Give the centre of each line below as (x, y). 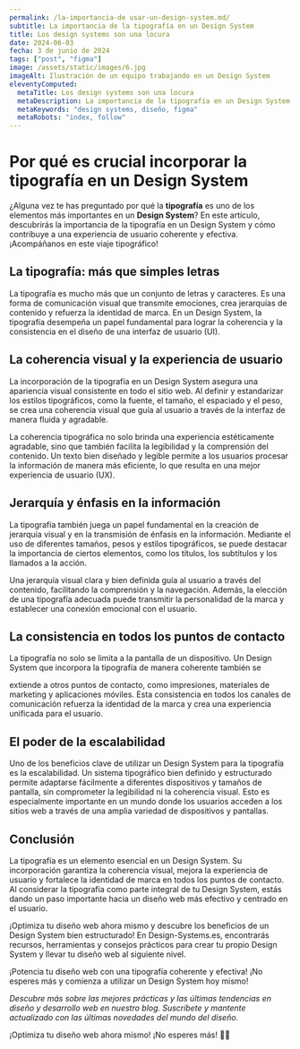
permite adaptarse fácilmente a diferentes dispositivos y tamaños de (136, 782)
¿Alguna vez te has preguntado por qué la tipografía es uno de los (132, 206)
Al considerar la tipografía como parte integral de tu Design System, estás (146, 889)
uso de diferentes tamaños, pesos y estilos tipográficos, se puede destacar (148, 544)
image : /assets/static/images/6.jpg (77, 68)
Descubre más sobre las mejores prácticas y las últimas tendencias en (140, 998)
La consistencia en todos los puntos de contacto (147, 636)
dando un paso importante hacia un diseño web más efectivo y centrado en (149, 899)
